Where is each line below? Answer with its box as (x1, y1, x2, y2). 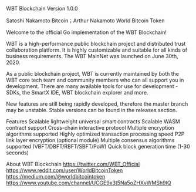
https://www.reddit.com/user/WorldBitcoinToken (6, 167, 123, 174)
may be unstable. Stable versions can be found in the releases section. (6, 107, 177, 113)
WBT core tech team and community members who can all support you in (6, 76, 184, 83)
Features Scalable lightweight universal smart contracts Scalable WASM (6, 118, 180, 125)
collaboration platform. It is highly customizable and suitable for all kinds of (6, 46, 188, 53)
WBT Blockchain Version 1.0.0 (6, 5, 78, 12)
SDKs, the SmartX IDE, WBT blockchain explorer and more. (6, 89, 148, 96)
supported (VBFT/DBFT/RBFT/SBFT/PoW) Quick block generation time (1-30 (6, 143, 190, 150)
